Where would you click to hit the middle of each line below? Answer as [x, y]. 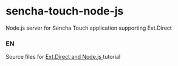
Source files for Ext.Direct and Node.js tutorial [63, 57]
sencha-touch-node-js [65, 11]
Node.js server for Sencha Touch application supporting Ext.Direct [89, 28]
